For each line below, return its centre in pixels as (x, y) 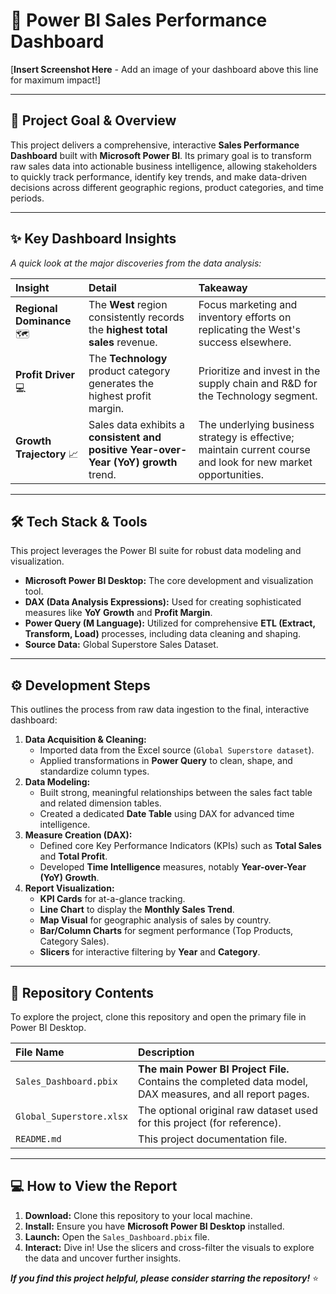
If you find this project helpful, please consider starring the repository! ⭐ (165, 1278)
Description (166, 1052)
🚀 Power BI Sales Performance (139, 20)
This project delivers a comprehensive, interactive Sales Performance (155, 145)
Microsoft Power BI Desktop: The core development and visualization (169, 581)
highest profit (120, 396)
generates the (121, 383)
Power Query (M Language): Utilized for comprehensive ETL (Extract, (170, 623)
